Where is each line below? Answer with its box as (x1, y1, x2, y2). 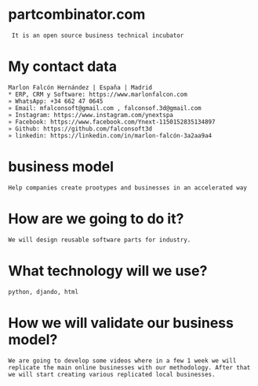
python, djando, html (8, 288, 79, 296)
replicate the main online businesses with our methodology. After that (8, 363, 251, 371)
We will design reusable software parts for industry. (8, 236, 191, 244)
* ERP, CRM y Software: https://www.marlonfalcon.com (8, 90, 188, 98)
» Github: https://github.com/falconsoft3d (8, 124, 153, 133)
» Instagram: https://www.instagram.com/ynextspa (8, 111, 174, 119)
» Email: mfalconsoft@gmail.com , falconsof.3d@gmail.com (8, 104, 202, 112)
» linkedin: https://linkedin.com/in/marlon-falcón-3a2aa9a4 (8, 131, 213, 139)
